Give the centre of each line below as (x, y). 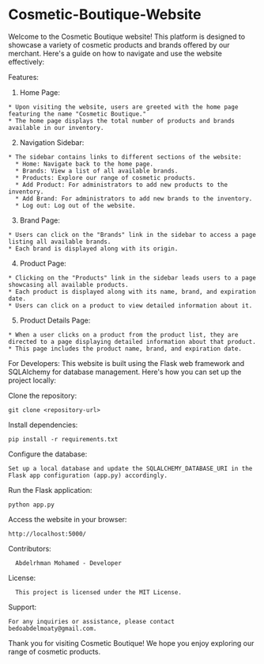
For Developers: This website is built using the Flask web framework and (126, 363)
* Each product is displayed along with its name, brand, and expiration (132, 292)
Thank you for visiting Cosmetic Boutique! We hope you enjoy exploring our (131, 643)
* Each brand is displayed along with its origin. (93, 248)
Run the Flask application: (50, 490)
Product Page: (43, 263)
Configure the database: (48, 454)
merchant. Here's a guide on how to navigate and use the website (115, 53)
